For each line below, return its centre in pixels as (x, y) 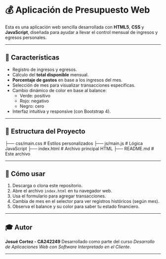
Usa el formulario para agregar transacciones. (59, 196)
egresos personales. (26, 37)
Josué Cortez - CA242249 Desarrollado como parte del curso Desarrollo (80, 242)
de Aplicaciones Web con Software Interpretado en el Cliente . (68, 247)
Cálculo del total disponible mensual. (50, 74)
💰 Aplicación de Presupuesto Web (78, 10)
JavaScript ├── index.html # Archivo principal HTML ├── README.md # (80, 148)
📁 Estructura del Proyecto (45, 131)
